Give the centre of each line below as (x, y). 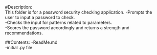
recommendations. (24, 33)
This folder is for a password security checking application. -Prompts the (79, 12)
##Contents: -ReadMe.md (31, 42)
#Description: (19, 7)
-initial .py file (19, 47)
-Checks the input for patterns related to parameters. (59, 22)
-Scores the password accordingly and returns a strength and (67, 28)
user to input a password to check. (40, 17)
